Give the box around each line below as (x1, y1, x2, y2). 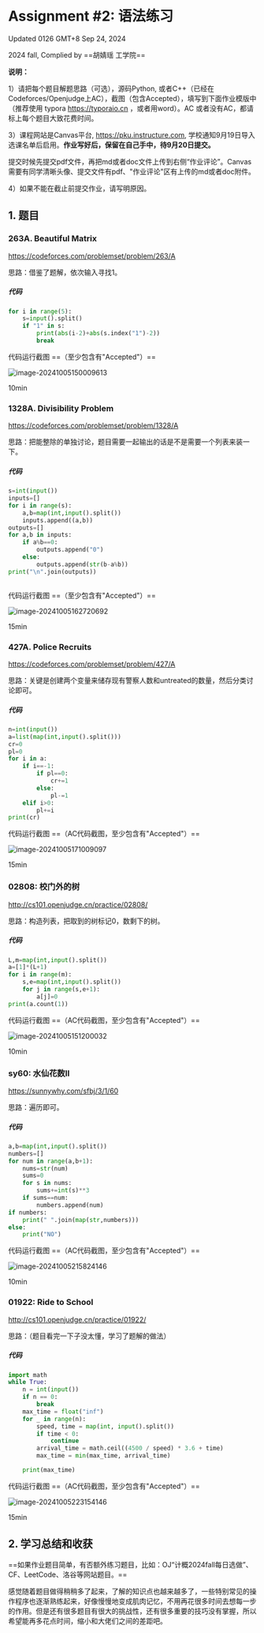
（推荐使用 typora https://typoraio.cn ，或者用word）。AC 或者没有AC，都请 (8, 104, 255, 113)
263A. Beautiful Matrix (8, 233, 97, 244)
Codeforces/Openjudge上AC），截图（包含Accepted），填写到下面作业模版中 (8, 93, 257, 103)
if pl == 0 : (36, 770, 69, 778)
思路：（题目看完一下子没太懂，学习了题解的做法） (8, 1331, 171, 1341)
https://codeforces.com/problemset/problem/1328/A (8, 421, 179, 431)
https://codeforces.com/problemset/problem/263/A (8, 251, 176, 261)
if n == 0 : (22, 1393, 58, 1401)
